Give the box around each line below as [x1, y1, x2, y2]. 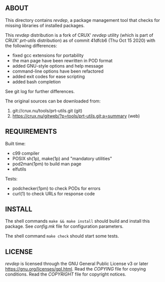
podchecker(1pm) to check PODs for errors [12, 185, 101, 191]
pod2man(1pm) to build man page [12, 161, 82, 167]
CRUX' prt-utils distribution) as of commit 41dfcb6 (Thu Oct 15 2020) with [5, 37, 156, 43]
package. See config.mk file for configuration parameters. [5, 223, 124, 229]
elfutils [12, 166, 26, 172]
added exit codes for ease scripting [12, 73, 85, 79]
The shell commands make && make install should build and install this [5, 218, 150, 224]
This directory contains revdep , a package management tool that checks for [5, 17, 160, 23]
